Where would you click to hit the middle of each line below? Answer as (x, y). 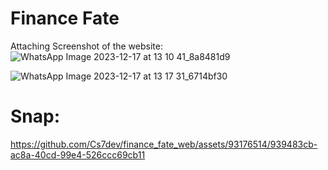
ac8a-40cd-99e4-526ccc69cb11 (78, 154)
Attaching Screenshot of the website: (86, 46)
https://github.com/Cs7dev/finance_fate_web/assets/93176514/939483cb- (164, 144)
